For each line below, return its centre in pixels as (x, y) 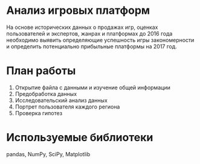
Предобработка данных (46, 93)
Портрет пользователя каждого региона (67, 107)
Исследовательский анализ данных (61, 100)
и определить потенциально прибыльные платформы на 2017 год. (92, 46)
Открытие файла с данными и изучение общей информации (92, 87)
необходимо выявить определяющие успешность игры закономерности (100, 40)
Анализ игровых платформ (78, 11)
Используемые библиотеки (80, 138)
